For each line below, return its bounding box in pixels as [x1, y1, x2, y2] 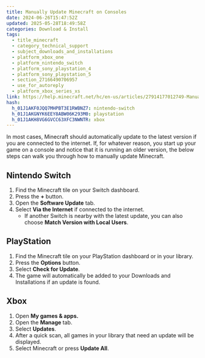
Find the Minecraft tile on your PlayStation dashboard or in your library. [15, 252, 194, 259]
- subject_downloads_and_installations [12, 49, 113, 55]
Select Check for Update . [15, 265, 81, 273]
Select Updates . [15, 325, 57, 332]
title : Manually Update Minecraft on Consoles [6, 9, 127, 15]
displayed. [15, 338, 41, 345]
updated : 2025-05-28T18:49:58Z [6, 20, 86, 26]
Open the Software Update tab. [15, 199, 96, 207]
